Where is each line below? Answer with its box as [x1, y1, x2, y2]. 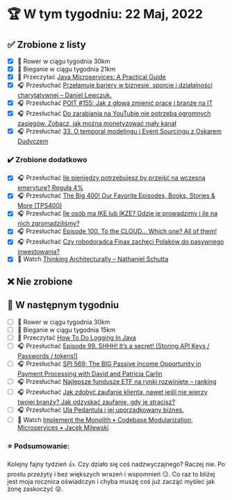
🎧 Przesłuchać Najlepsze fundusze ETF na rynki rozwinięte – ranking [17, 377, 217, 385]
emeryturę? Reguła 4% [17, 184, 83, 192]
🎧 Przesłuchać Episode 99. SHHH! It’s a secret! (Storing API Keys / [17, 341, 210, 350]
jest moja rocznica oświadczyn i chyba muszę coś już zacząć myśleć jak [7, 478, 215, 486]
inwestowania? [17, 248, 60, 256]
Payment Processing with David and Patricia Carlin [17, 369, 163, 378]
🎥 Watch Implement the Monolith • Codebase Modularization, [17, 415, 193, 424]
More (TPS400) [17, 202, 63, 210]
